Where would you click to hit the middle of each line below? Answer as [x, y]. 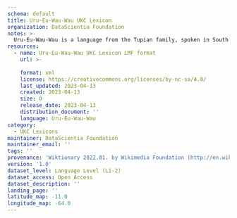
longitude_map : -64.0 [39, 204]
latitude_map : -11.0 [38, 197]
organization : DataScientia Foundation [66, 27]
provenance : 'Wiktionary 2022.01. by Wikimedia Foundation [96, 158]
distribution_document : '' [60, 112]
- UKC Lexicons [36, 132]
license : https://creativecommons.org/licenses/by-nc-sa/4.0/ [113, 79]
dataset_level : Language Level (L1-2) [64, 171]
